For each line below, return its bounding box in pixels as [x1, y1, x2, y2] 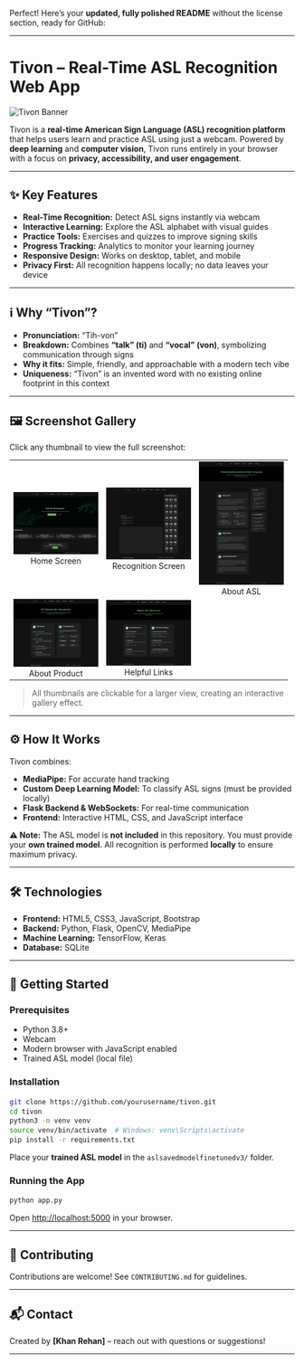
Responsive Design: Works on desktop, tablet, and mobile [22, 250, 242, 260]
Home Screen [30, 555, 81, 566]
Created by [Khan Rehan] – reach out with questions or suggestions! [9, 1335, 266, 1346]
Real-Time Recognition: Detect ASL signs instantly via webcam [22, 212, 261, 223]
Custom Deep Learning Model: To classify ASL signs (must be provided [22, 782, 292, 794]
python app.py [9, 1196, 63, 1206]
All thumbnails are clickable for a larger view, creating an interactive [31, 687, 284, 699]
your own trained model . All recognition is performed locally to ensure [9, 838, 274, 849]
